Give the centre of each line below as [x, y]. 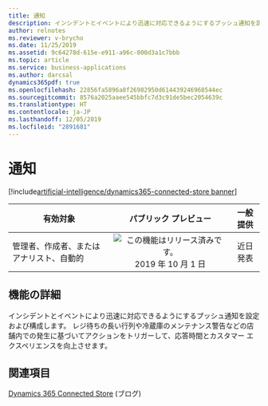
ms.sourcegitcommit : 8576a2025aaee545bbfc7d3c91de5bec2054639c [116, 97]
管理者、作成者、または [57, 246]
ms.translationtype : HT [48, 104]
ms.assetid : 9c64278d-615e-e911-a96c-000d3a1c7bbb [94, 53]
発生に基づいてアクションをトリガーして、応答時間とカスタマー [140, 335]
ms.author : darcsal [41, 75]
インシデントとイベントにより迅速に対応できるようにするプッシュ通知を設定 [134, 315]
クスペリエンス [33, 345]
